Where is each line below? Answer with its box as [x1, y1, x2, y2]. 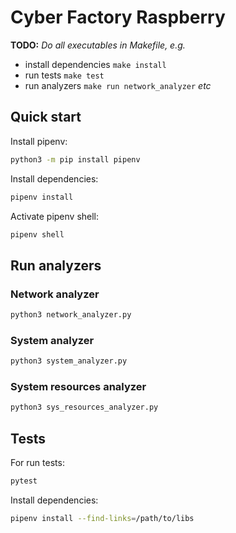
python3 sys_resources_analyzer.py [10, 402, 159, 413]
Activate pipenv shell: [10, 210, 100, 222]
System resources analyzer [10, 380, 147, 394]
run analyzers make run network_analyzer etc [24, 79, 212, 91]
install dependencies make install [24, 58, 167, 70]
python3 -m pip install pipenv [10, 154, 141, 165]
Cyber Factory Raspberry [10, 6, 226, 29]
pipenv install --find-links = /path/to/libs [10, 513, 195, 523]
